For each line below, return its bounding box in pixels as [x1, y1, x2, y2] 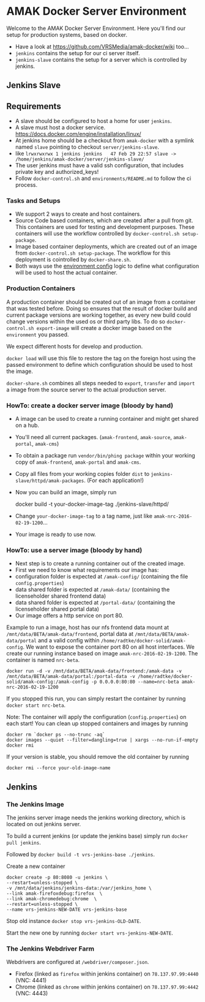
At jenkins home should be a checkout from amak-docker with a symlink [15, 137, 195, 145]
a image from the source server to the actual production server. [6, 386, 166, 393]
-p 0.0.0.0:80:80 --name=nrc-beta [91, 679, 179, 685]
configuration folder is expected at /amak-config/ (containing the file [15, 573, 188, 580]
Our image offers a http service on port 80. [15, 612, 124, 619]
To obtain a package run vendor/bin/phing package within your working [15, 452, 196, 459]
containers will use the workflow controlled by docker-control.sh [15, 230, 180, 237]
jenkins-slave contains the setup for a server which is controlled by [15, 56, 187, 63]
